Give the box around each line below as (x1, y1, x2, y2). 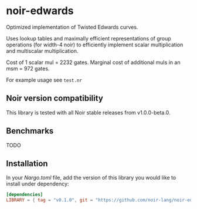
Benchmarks (6, 126, 54, 136)
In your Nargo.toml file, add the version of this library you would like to (6, 174, 176, 181)
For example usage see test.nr (6, 76, 82, 83)
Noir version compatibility (6, 93, 104, 103)
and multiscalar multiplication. (6, 47, 79, 54)
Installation (6, 159, 48, 168)
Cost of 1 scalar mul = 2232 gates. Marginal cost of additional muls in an (6, 59, 181, 66)
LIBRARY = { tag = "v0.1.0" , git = (6, 197, 93, 203)
